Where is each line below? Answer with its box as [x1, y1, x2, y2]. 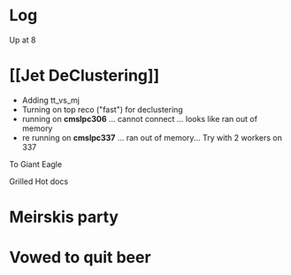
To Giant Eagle [9, 158, 63, 169]
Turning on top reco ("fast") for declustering [21, 103, 183, 115]
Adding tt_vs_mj [21, 95, 80, 105]
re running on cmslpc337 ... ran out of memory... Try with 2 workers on [21, 132, 283, 142]
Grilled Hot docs [9, 176, 69, 187]
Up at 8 [9, 34, 36, 45]
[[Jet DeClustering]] [9, 65, 160, 86]
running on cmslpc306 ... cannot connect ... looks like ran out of [21, 113, 258, 124]
